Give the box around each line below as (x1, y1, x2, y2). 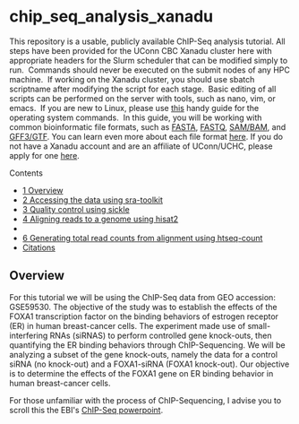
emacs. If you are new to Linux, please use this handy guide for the (9, 102, 260, 113)
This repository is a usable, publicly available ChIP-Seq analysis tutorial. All (9, 36, 286, 47)
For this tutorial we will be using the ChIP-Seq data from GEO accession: (9, 291, 276, 302)
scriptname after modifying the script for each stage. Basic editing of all (9, 83, 277, 94)
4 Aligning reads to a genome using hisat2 (21, 213, 179, 224)
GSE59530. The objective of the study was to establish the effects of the (9, 301, 278, 312)
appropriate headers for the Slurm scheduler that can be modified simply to (9, 55, 288, 65)
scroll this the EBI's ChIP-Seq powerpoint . (9, 404, 164, 415)
